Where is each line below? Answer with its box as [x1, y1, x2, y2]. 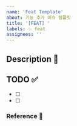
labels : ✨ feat [6, 25, 45, 32]
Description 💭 [6, 54, 59, 64]
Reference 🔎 [6, 112, 44, 121]
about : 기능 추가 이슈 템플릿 [6, 15, 72, 21]
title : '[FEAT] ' [6, 20, 50, 26]
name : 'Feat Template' [6, 8, 64, 15]
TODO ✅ [6, 74, 38, 85]
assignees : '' [6, 31, 42, 38]
